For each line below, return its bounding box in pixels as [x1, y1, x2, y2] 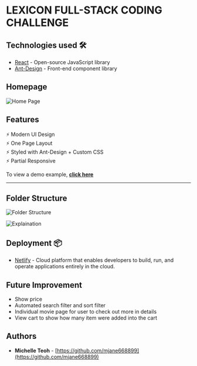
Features [6, 115, 39, 125]
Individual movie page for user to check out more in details [14, 308, 157, 315]
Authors [6, 331, 37, 341]
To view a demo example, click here [6, 171, 94, 178]
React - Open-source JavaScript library [14, 59, 110, 65]
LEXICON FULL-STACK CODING [6, 4, 162, 17]
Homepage [6, 82, 47, 92]
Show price [14, 295, 43, 303]
